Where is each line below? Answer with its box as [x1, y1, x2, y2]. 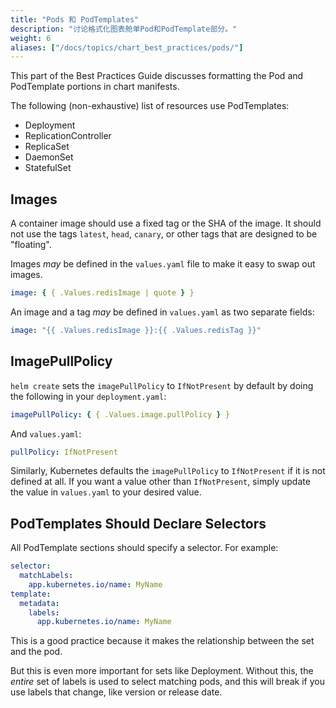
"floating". [10, 239, 52, 251]
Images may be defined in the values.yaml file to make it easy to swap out [10, 258, 316, 270]
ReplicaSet [24, 141, 70, 153]
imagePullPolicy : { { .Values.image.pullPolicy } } [10, 409, 230, 420]
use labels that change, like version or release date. [10, 686, 223, 698]
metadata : [19, 598, 60, 608]
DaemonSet [24, 151, 74, 163]
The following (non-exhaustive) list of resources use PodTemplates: [10, 100, 290, 112]
